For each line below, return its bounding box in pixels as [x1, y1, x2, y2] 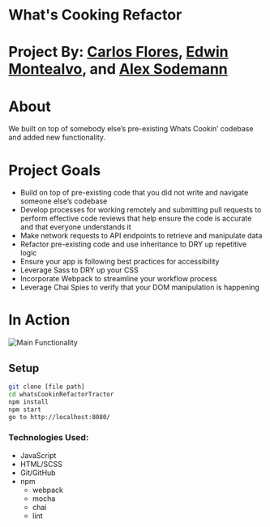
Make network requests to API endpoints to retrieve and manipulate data [19, 231, 263, 241]
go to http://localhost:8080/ [8, 413, 111, 421]
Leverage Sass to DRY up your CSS [19, 265, 139, 275]
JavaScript [19, 450, 57, 460]
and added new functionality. [8, 132, 106, 143]
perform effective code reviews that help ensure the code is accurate [19, 213, 252, 224]
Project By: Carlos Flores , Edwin [8, 43, 229, 62]
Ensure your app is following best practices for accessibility [19, 257, 220, 267]
